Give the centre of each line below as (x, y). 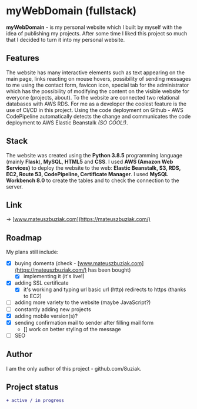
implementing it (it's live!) (54, 276)
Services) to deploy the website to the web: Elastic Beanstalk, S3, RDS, (94, 168)
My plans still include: (32, 252)
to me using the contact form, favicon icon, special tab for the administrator (98, 85)
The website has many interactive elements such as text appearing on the (96, 72)
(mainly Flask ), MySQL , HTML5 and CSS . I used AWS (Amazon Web (90, 161)
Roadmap (24, 238)
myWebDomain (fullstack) (71, 11)
